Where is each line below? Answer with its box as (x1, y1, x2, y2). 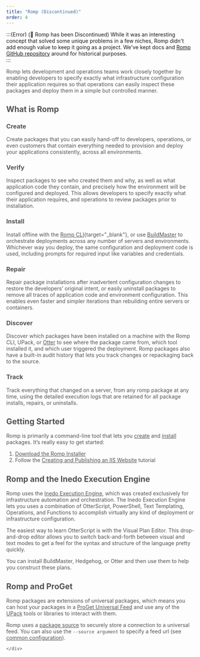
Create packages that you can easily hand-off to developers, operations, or (6, 136, 192, 143)
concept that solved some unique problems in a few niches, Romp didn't (6, 37, 184, 44)
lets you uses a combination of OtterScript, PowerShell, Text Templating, (6, 503, 184, 510)
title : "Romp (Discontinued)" (6, 8, 82, 15)
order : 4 (6, 14, 28, 20)
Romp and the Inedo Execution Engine (6, 474, 150, 484)
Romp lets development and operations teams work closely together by (6, 68, 182, 75)
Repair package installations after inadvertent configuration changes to (6, 279, 181, 286)
